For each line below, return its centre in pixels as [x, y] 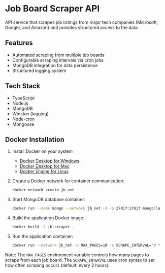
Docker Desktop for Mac [45, 166]
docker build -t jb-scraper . [43, 227]
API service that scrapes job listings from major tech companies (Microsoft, [82, 22]
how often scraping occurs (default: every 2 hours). [57, 265]
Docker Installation [35, 139]
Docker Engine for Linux [44, 171]
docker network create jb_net [43, 190]
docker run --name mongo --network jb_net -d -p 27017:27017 [76, 208]
